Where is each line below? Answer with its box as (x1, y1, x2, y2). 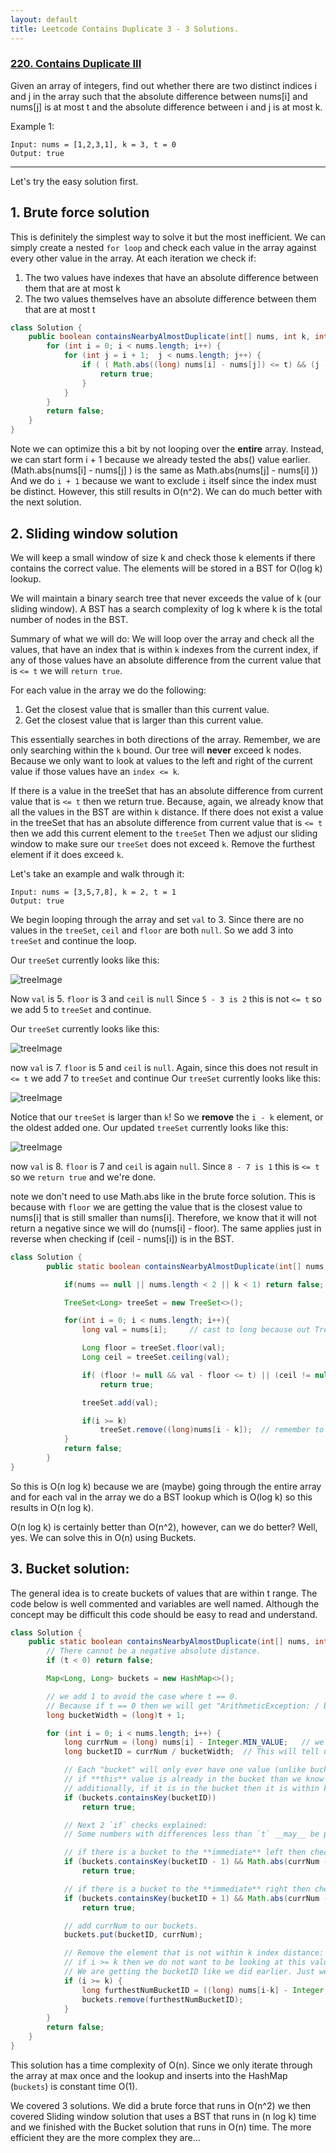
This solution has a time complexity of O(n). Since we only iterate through (10, 2059, 313, 2071)
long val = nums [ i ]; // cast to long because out (81, 1325, 311, 1335)
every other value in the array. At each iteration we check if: (10, 252, 257, 264)
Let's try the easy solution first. (10, 175, 139, 187)
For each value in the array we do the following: (10, 684, 207, 696)
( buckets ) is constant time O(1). (10, 2080, 138, 2092)
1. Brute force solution (10, 204, 150, 221)
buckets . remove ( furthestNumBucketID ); (81, 1994, 244, 2005)
